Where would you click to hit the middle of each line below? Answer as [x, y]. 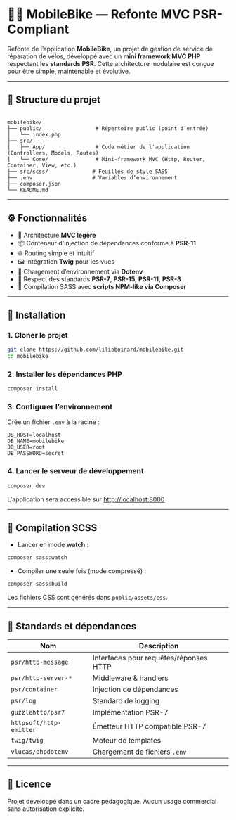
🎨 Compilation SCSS [52, 528]
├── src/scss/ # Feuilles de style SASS [88, 172]
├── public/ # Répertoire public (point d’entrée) [108, 128]
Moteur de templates [127, 741]
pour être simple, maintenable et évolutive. [69, 71]
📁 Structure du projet [54, 100]
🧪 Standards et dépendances [72, 626]
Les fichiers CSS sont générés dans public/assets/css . [87, 598]
